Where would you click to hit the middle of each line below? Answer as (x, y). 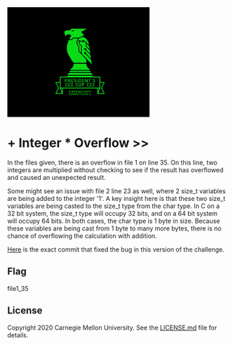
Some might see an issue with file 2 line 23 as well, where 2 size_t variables (116, 191)
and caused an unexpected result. (57, 177)
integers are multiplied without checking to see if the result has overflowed (115, 170)
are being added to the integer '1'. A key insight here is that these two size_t (116, 198)
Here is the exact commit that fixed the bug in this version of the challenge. (116, 249)
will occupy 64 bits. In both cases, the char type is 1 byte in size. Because (114, 221)
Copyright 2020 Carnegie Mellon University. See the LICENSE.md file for (112, 327)
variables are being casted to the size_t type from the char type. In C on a (113, 206)
